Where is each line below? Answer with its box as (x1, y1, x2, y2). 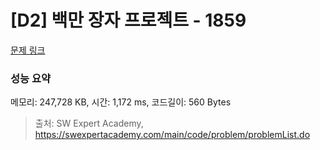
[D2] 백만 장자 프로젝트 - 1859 (10, 9, 247, 32)
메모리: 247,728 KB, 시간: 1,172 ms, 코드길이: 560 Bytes (10, 96, 232, 108)
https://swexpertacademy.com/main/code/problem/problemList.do (34, 129, 311, 141)
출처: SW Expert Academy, (34, 117, 144, 130)
